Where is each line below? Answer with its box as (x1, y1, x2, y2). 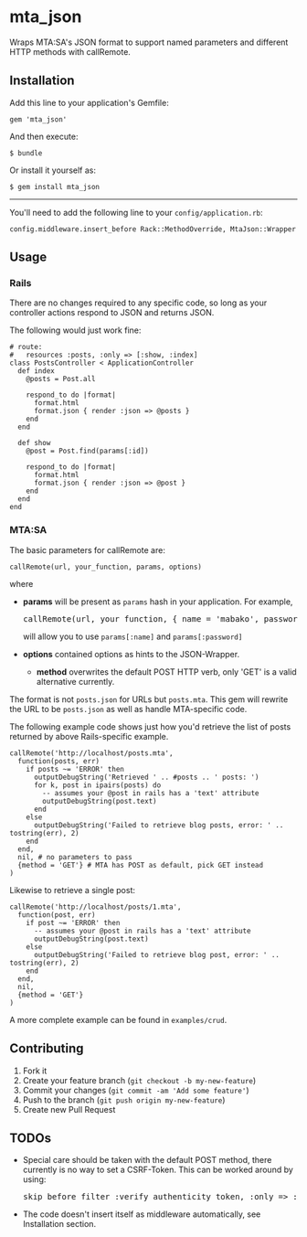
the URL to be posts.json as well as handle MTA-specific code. (9, 703, 248, 714)
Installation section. (22, 1219, 97, 1230)
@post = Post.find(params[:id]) (26, 446, 149, 456)
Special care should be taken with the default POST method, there (22, 1155, 272, 1166)
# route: (9, 343, 43, 352)
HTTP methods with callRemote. (9, 46, 131, 57)
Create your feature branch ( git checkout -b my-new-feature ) (22, 1074, 257, 1085)
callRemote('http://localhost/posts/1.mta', (9, 902, 182, 912)
